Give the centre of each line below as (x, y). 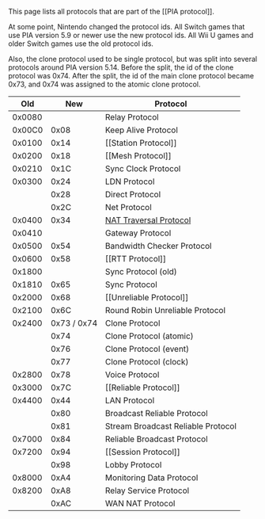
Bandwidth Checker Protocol (159, 246)
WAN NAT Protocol (140, 504)
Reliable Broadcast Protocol (157, 439)
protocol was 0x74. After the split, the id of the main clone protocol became (131, 76)
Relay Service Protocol (148, 490)
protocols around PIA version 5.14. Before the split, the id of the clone (121, 67)
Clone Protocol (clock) (147, 362)
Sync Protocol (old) (142, 271)
